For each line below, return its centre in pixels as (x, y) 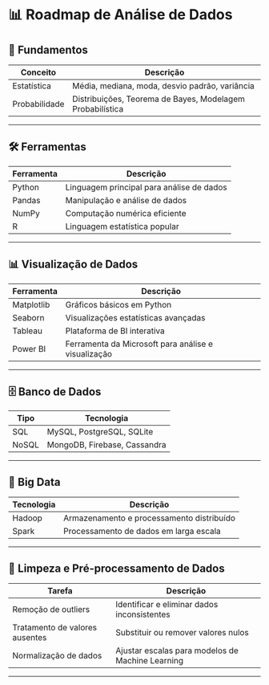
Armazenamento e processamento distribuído (150, 518)
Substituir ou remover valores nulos (183, 633)
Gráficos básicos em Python (118, 304)
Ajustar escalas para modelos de (177, 650)
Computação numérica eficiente (126, 213)
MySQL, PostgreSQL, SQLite (100, 432)
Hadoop (27, 518)
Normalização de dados (57, 656)
